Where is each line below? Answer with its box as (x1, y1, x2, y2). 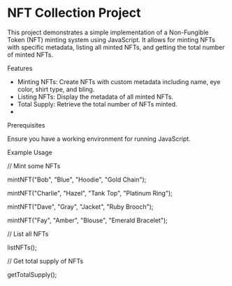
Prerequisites (7, 121, 45, 129)
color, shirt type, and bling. (17, 85, 95, 93)
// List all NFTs (7, 229, 49, 238)
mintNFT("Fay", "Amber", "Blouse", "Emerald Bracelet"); (7, 216, 168, 224)
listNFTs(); (7, 243, 37, 252)
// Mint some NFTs (7, 161, 61, 170)
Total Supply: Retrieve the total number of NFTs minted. (17, 100, 177, 108)
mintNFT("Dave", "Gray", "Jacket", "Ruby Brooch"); (7, 202, 154, 211)
